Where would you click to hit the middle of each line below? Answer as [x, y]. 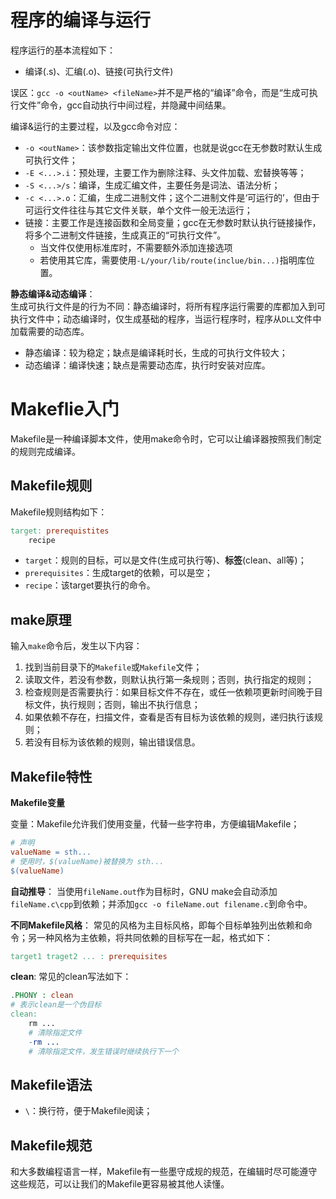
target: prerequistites [60, 531]
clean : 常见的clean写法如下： [71, 977]
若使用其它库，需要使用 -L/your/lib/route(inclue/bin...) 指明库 [173, 260]
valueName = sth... [51, 852]
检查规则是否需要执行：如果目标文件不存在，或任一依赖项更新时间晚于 [169, 692]
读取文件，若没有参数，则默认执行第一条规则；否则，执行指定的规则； [169, 680]
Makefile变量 [37, 803]
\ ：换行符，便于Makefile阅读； [88, 1111]
